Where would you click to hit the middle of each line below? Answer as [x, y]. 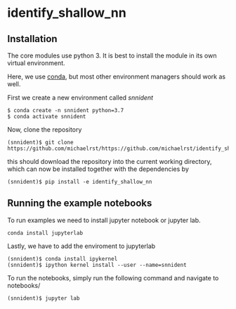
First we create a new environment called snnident [80, 97]
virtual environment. [36, 63]
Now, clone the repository [45, 130]
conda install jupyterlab [45, 233]
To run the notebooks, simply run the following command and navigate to [113, 277]
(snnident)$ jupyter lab [44, 298]
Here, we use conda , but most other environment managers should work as [117, 76]
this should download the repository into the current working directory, [110, 162]
